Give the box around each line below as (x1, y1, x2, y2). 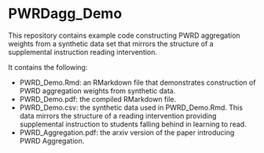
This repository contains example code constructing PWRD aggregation (8, 31, 241, 40)
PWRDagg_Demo (8, 5, 123, 23)
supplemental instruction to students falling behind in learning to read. (19, 119, 247, 129)
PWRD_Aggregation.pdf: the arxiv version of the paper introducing (19, 127, 235, 137)
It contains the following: (8, 62, 88, 71)
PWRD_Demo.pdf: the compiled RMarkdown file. (19, 94, 177, 104)
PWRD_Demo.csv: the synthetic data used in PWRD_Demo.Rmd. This (19, 103, 244, 112)
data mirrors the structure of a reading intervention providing (19, 111, 217, 120)
